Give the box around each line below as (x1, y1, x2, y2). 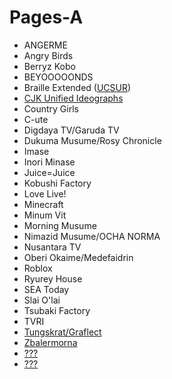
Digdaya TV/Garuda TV (23, 124, 120, 136)
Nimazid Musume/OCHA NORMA (23, 230, 161, 242)
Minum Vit (23, 209, 67, 221)
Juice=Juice (23, 166, 76, 178)
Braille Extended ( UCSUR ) (23, 81, 132, 93)
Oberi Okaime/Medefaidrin (23, 251, 134, 263)
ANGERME (23, 39, 68, 51)
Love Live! (23, 187, 67, 200)
